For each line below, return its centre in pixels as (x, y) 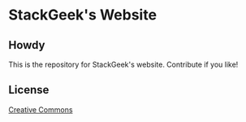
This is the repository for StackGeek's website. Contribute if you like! (123, 64)
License (29, 90)
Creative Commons (41, 109)
